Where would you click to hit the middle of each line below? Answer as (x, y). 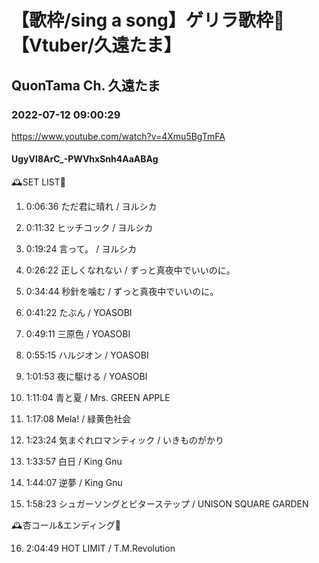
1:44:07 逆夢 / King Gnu (74, 483)
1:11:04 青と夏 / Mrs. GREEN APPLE (98, 398)
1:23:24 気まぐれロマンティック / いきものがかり (125, 440)
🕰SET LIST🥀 (38, 182)
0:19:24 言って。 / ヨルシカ (81, 249)
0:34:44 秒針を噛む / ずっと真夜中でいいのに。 (122, 292)
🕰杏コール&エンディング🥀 (66, 525)
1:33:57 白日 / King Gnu (74, 462)
